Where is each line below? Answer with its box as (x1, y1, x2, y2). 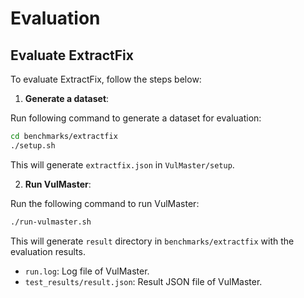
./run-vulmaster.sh (10, 217, 92, 227)
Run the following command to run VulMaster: (10, 197, 200, 209)
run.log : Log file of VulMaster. (24, 265, 150, 277)
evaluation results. (10, 245, 86, 257)
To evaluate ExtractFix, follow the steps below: (10, 73, 202, 85)
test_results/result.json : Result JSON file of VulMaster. (24, 275, 263, 287)
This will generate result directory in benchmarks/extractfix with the (10, 235, 295, 247)
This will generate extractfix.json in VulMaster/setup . (10, 158, 235, 171)
